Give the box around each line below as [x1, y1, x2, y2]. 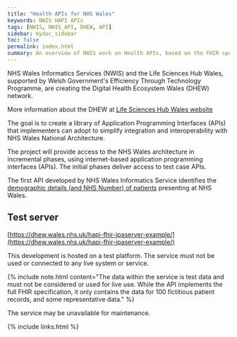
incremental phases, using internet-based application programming [7, 154, 203, 163]
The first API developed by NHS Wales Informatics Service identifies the [7, 176, 217, 184]
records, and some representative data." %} [7, 295, 135, 303]
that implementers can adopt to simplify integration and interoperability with [7, 126, 228, 135]
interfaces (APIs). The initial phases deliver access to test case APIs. [7, 162, 207, 171]
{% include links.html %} [7, 322, 79, 331]
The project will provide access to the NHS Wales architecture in [7, 147, 195, 156]
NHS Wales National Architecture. [7, 133, 105, 142]
